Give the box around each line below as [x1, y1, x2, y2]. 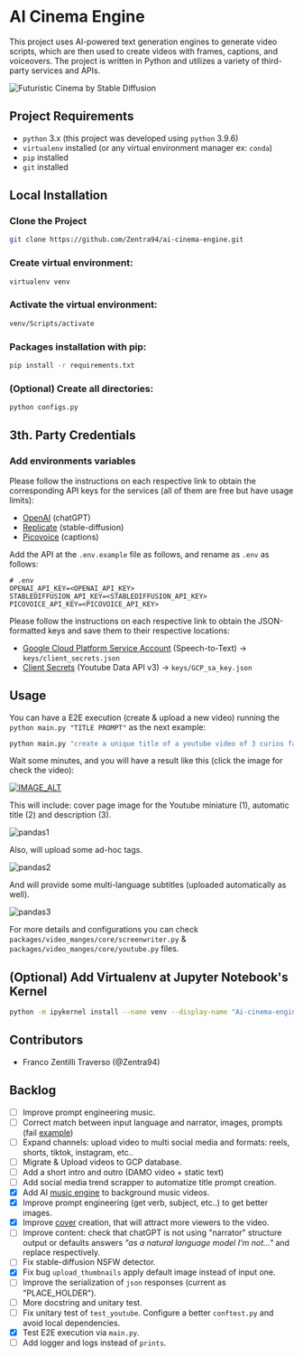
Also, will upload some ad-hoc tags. [9, 845, 142, 856]
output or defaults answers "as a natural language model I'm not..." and [22, 1238, 290, 1249]
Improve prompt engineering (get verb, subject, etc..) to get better [22, 1197, 269, 1208]
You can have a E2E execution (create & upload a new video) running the [9, 712, 280, 723]
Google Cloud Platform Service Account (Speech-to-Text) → [22, 642, 247, 653]
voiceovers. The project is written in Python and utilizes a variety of [9, 55, 260, 66]
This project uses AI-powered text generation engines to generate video [9, 36, 278, 47]
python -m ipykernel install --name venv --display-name [9, 1007, 228, 1017]
